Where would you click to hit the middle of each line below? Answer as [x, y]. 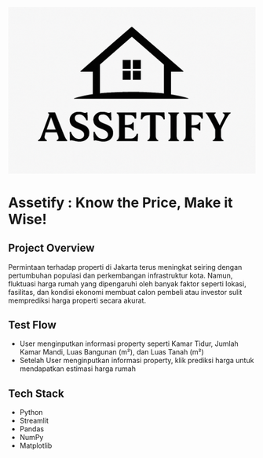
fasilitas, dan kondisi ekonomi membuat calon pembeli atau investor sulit [125, 292]
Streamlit [34, 421]
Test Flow [32, 325]
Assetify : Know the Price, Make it [121, 202]
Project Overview [51, 248]
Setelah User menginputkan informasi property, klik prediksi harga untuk [137, 361]
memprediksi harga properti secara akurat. [77, 300]
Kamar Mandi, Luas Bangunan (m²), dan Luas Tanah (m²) [111, 352]
